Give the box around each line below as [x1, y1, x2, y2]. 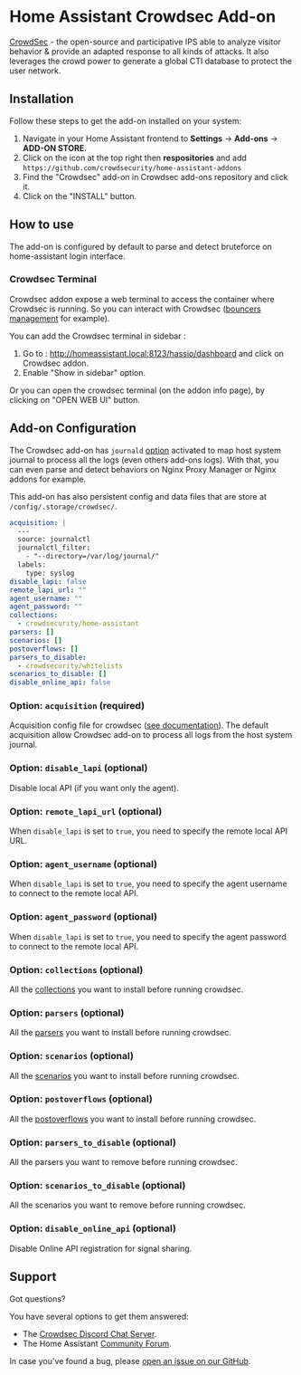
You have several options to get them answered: [9, 1311, 190, 1322]
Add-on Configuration [9, 421, 137, 436]
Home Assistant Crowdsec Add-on [9, 6, 277, 27]
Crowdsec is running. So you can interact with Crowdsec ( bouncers [9, 303, 262, 314]
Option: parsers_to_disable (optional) [9, 1136, 176, 1149]
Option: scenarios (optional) [9, 1050, 134, 1063]
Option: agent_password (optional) [9, 911, 158, 923]
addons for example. [9, 473, 87, 484]
